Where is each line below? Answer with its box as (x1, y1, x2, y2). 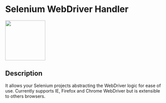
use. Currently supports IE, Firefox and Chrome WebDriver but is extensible (5, 87, 160, 93)
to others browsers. (5, 93, 46, 99)
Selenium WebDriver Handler (5, 3, 129, 15)
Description (5, 69, 42, 78)
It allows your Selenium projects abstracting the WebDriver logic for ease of (5, 82, 161, 88)
